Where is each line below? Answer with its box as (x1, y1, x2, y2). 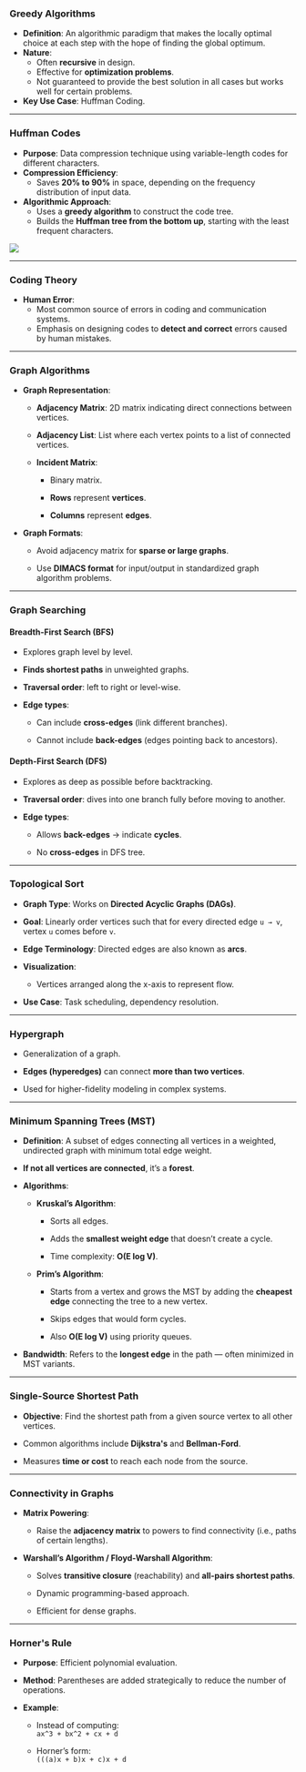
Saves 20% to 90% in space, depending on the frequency (36, 177, 256, 188)
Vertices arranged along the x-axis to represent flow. (36, 978, 235, 990)
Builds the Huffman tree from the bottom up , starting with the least (36, 215, 290, 226)
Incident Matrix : (36, 457, 98, 468)
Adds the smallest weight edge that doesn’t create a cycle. (49, 1233, 273, 1245)
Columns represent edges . (49, 510, 152, 521)
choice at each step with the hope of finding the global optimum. (22, 37, 266, 48)
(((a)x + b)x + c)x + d (36, 1756, 127, 1765)
